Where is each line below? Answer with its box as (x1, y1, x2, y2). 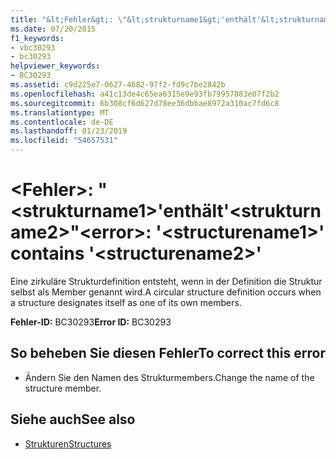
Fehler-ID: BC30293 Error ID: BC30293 (10, 316, 172, 328)
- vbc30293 (10, 42, 56, 53)
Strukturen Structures (24, 437, 112, 450)
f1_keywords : (10, 33, 65, 43)
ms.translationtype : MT (10, 107, 110, 118)
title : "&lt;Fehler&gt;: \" (10, 14, 128, 25)
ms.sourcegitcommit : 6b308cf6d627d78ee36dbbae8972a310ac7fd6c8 (10, 98, 280, 108)
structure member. (24, 382, 102, 394)
